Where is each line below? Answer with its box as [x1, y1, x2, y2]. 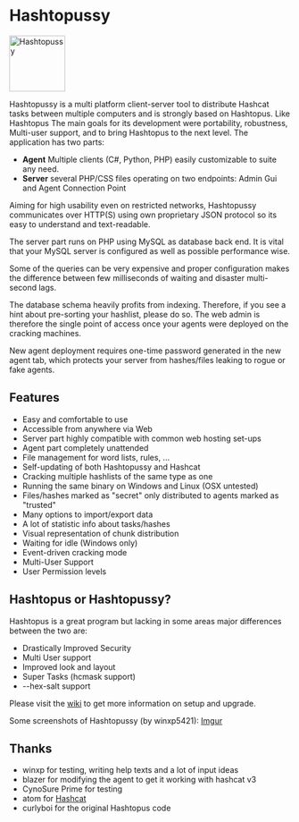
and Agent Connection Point [21, 182, 127, 193]
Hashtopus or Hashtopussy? [9, 592, 171, 607]
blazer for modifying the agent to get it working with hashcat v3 [21, 775, 257, 785]
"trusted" [21, 499, 56, 510]
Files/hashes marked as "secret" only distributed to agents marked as [21, 489, 279, 501]
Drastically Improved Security [21, 642, 132, 653]
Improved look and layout [21, 661, 116, 672]
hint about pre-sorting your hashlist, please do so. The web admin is [9, 309, 261, 319]
